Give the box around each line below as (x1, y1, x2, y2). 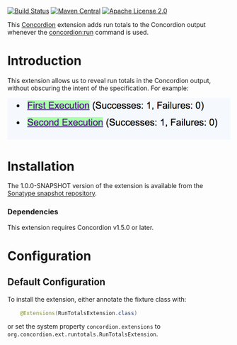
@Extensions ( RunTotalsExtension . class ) (20, 310, 138, 317)
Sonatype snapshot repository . (7, 189, 98, 198)
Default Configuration (7, 276, 106, 288)
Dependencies (7, 207, 59, 217)
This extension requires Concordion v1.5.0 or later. (7, 223, 154, 231)
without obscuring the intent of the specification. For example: (7, 84, 189, 92)
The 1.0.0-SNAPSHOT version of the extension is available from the (7, 182, 204, 190)
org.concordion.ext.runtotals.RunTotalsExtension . (7, 330, 158, 339)
